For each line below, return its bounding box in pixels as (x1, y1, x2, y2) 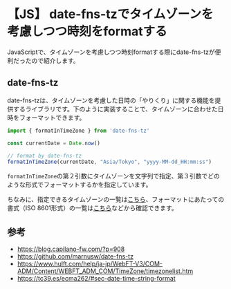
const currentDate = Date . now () (7, 140, 100, 147)
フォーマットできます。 (19, 113, 86, 122)
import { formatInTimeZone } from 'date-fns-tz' (7, 127, 150, 134)
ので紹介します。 (30, 56, 80, 64)
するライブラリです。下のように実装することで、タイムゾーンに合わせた (12, 104, 218, 113)
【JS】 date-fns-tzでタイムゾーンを (7, 6, 214, 22)
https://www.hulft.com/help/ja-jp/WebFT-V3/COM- (17, 260, 163, 268)
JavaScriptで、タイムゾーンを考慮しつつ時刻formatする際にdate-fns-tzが (7, 48, 216, 56)
